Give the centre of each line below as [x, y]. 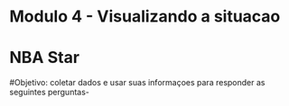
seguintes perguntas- [50, 93]
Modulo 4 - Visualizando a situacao [145, 17]
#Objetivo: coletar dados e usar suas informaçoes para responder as [137, 83]
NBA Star [44, 58]
